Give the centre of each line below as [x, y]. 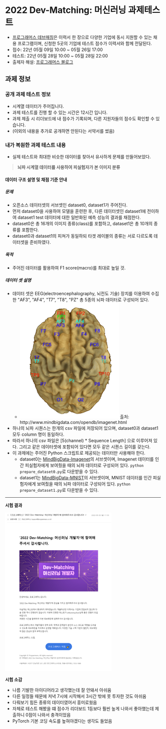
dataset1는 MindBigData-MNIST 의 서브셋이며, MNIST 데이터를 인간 [86, 477]
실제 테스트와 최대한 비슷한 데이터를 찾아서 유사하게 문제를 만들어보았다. [82, 156]
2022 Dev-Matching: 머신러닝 [66, 10]
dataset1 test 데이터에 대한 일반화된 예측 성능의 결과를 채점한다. [79, 217]
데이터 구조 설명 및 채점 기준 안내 [36, 179]
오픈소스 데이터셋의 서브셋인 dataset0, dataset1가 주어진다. [70, 205]
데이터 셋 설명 [18, 280]
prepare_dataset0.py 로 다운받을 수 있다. [59, 471]
